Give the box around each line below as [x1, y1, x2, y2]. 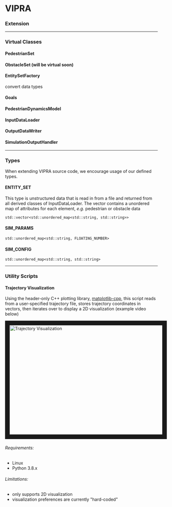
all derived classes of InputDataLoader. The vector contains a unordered [5, 200, 150, 206]
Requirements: [5, 445, 34, 451]
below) [5, 311, 19, 317]
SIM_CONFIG [5, 246, 31, 252]
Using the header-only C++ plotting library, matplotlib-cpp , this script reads [5, 296, 156, 302]
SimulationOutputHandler [5, 139, 58, 145]
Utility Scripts [5, 273, 38, 280]
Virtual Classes [5, 38, 42, 45]
